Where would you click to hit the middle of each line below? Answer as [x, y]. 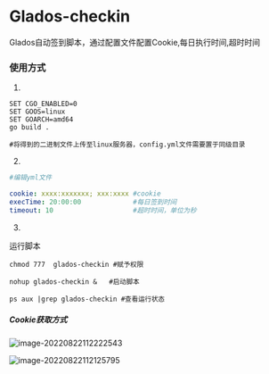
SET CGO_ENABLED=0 [43, 104]
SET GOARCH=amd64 [41, 120]
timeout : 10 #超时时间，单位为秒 [103, 210]
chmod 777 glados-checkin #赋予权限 [77, 264]
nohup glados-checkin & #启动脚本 [74, 282]
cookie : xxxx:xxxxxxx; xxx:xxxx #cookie [86, 194]
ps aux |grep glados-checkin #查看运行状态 [87, 299]
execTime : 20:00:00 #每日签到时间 [93, 202]
